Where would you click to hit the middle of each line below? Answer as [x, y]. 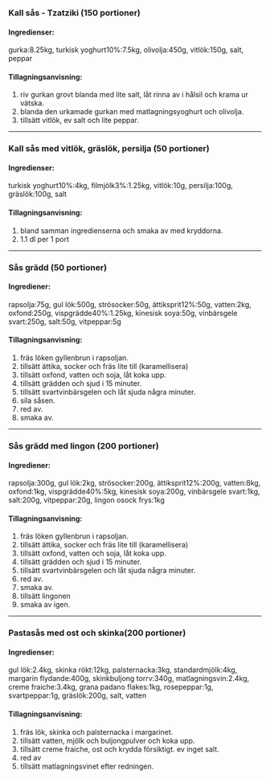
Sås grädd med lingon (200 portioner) [84, 445]
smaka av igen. [45, 605]
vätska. [32, 103]
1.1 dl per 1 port [45, 239]
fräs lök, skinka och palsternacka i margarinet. [96, 732]
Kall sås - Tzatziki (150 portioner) [74, 13]
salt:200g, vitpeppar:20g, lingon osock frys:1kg [86, 500]
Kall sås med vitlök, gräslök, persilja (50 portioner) [109, 149]
